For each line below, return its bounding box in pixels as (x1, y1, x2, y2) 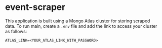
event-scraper (5, 1, 66, 13)
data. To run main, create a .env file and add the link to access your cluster (5, 23, 158, 29)
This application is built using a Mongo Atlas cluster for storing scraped (5, 18, 150, 24)
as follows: (5, 28, 27, 34)
